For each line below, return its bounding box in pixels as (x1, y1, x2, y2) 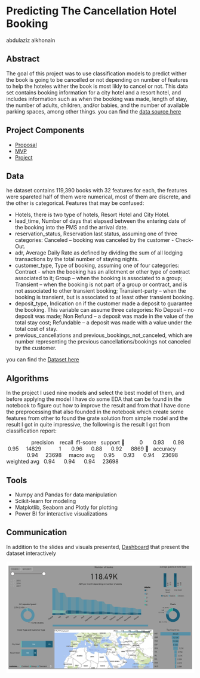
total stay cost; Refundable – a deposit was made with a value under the (14, 319, 192, 326)
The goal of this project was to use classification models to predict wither (6, 70, 187, 77)
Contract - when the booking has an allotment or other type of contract (14, 268, 190, 275)
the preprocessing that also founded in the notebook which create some (6, 408, 184, 416)
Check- (175, 237, 194, 244)
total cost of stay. (14, 326, 58, 333)
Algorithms (6, 373, 49, 384)
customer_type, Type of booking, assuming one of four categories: (14, 262, 180, 269)
